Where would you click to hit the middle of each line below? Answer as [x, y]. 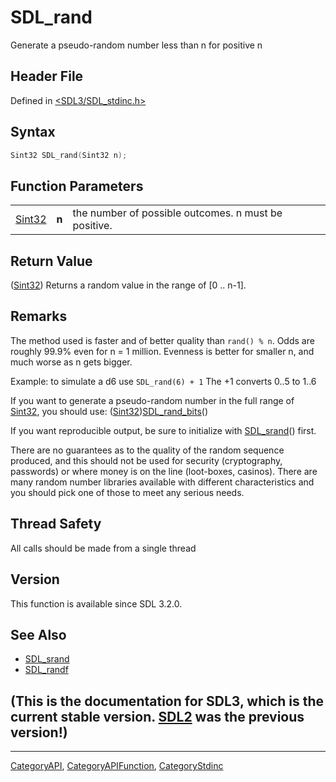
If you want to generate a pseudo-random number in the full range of [152, 400]
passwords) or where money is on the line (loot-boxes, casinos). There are [164, 471]
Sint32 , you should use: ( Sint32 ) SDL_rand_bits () [109, 411]
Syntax [33, 132]
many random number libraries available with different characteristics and [162, 482]
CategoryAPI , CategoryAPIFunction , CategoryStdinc [117, 766]
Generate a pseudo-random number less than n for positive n [136, 45]
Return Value [51, 261]
